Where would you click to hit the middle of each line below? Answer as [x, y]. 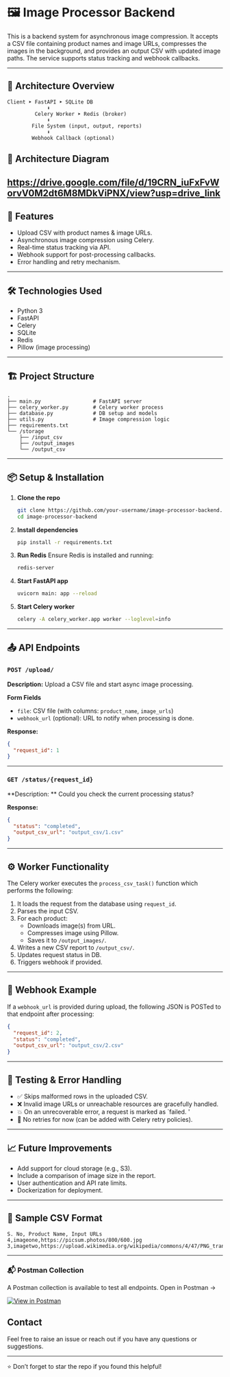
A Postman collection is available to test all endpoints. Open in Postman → [112, 1287]
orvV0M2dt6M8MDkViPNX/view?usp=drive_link [114, 193]
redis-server [36, 568]
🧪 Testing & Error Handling [64, 1080]
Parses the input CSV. [48, 911]
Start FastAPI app [42, 581]
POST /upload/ [30, 670]
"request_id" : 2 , [38, 1033]
